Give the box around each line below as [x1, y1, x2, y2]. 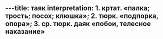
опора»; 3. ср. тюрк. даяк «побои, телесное [5, 19, 151, 28]
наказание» [5, 27, 45, 36]
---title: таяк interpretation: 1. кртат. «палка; [5, 4, 150, 12]
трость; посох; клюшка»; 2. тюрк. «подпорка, [5, 12, 159, 20]
